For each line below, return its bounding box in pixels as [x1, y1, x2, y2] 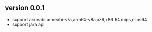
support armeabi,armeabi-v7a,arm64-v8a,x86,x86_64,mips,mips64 [12, 16, 147, 22]
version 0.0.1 [5, 4, 45, 12]
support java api [12, 21, 45, 27]
